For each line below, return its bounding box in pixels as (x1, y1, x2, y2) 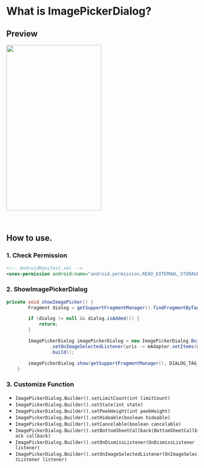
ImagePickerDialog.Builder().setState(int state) (15, 402, 144, 408)
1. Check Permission (6, 251, 68, 260)
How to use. (6, 233, 53, 243)
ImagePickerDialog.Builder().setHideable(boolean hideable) (15, 414, 171, 421)
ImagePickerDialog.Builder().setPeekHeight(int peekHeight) (15, 408, 171, 414)
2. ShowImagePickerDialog (6, 285, 88, 293)
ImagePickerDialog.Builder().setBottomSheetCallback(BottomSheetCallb (15, 427, 198, 433)
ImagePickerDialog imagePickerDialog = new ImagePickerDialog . (28, 338, 191, 344)
